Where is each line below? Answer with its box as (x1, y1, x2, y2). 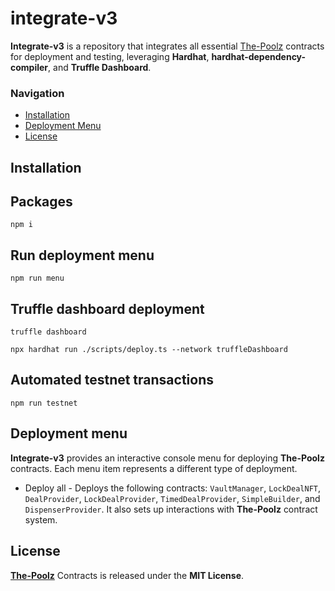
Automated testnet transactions (10, 372, 214, 389)
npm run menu (10, 273, 65, 284)
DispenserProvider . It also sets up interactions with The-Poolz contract (24, 503, 318, 515)
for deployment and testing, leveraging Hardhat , (10, 50, 210, 62)
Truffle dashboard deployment (10, 300, 205, 317)
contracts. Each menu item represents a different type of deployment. (10, 462, 298, 474)
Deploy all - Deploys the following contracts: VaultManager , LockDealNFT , (24, 482, 322, 494)
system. (24, 513, 58, 526)
